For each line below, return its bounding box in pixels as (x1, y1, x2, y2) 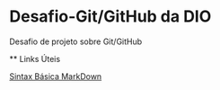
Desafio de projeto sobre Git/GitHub (9, 36, 143, 47)
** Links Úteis (9, 53, 61, 64)
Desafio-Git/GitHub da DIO (9, 6, 212, 27)
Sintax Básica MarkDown (9, 70, 102, 82)
